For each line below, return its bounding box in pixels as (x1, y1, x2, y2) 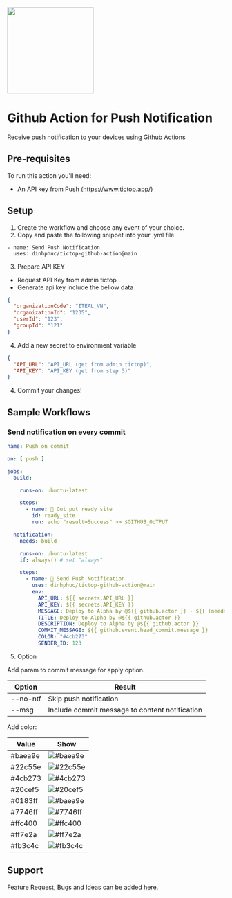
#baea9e (10, 751, 40, 760)
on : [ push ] (7, 455, 45, 463)
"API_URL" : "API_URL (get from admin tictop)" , (13, 361, 153, 368)
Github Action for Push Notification (7, 110, 213, 126)
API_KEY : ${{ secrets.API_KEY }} (37, 601, 135, 608)
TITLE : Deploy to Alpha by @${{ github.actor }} (37, 614, 181, 621)
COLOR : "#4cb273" (37, 634, 88, 640)
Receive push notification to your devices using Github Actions (7, 133, 186, 141)
